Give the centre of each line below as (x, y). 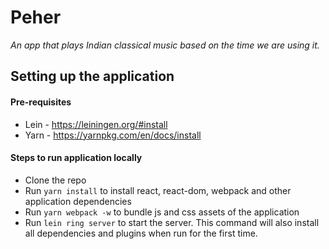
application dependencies (78, 201)
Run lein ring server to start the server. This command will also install (172, 222)
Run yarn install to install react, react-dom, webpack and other (158, 190)
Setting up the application (92, 76)
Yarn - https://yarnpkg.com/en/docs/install (113, 135)
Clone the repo (55, 180)
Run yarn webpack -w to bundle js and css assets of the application (162, 212)
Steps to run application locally (76, 158)
